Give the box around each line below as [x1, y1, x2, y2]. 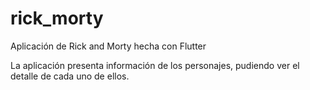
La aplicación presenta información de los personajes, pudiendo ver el [10, 59, 300, 71]
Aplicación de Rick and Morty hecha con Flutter [10, 40, 207, 52]
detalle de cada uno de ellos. [10, 70, 130, 82]
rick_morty [10, 7, 104, 30]
